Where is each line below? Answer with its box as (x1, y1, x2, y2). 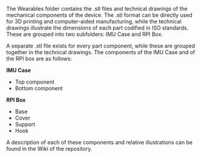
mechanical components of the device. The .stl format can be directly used (6, 11, 193, 19)
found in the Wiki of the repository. (6, 145, 93, 152)
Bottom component (14, 85, 63, 92)
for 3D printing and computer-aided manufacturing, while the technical (6, 18, 182, 25)
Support (14, 121, 36, 128)
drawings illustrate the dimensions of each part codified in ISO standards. (6, 24, 188, 31)
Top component (14, 78, 55, 85)
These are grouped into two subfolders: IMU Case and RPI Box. (6, 31, 163, 38)
